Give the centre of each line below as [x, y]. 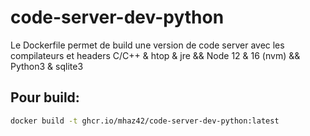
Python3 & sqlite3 [47, 66]
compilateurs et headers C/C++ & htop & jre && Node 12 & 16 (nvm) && [155, 55]
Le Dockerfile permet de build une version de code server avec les [147, 45]
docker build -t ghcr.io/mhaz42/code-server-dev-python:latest [145, 121]
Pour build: [45, 97]
